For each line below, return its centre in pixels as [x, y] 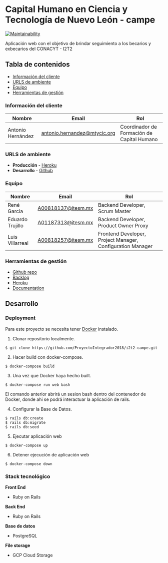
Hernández [21, 136]
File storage [18, 545]
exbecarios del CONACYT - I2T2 [39, 49]
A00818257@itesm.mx [65, 240]
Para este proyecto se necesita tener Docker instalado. [62, 329]
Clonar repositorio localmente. [43, 338]
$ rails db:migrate [25, 422]
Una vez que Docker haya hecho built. [52, 375]
